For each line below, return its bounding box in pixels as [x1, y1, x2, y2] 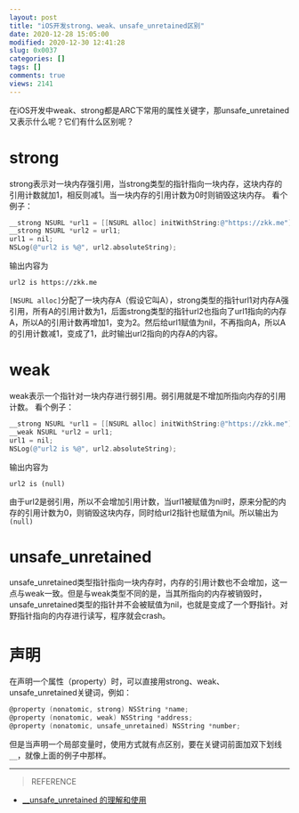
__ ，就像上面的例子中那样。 [9, 750, 111, 760]
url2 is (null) [9, 479, 66, 488]
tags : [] [9, 63, 42, 72]
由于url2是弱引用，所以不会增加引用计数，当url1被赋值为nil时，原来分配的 [9, 496, 279, 507]
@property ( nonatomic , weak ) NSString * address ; [9, 713, 193, 722]
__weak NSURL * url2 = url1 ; [9, 427, 114, 436]
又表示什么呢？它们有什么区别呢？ [9, 116, 134, 126]
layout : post [9, 12, 58, 22]
